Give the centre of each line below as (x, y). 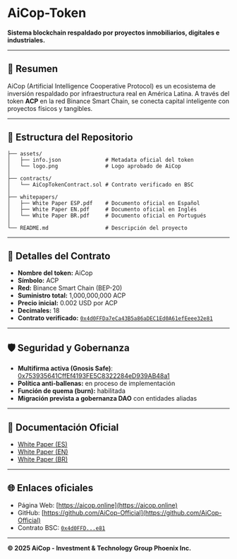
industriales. (26, 40)
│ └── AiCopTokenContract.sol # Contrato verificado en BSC (101, 184)
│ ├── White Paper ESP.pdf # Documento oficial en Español (104, 203)
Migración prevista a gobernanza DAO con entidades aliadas (107, 399)
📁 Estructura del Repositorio (70, 137)
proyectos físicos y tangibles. (50, 108)
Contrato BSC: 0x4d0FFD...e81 (61, 527)
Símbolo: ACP (38, 281)
